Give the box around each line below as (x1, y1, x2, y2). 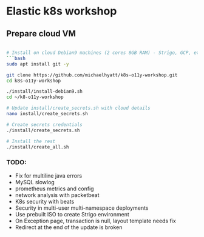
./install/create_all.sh (6, 144, 69, 150)
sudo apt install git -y (6, 61, 69, 67)
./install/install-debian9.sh (6, 88, 83, 95)
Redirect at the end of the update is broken (15, 223, 123, 231)
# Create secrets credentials (6, 121, 83, 128)
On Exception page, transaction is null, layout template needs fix (15, 217, 176, 224)
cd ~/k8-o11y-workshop (6, 94, 64, 101)
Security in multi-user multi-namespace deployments (15, 204, 149, 212)
